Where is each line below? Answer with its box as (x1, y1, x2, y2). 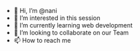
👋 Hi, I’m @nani (13, 7, 57, 14)
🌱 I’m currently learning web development (13, 21, 133, 29)
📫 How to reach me (13, 37, 71, 44)
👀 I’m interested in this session (13, 14, 101, 22)
